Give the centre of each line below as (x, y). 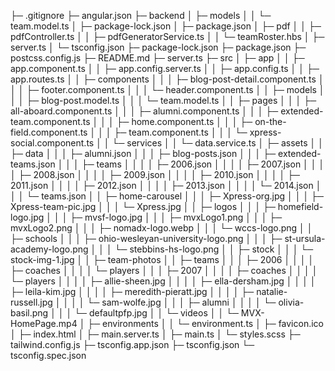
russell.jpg (31, 302)
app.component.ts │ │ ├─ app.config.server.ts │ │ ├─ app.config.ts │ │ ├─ (165, 68)
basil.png (29, 313)
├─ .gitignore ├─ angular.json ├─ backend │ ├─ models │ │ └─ (141, 15)
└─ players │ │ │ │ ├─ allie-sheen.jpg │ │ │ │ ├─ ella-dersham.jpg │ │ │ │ (163, 281)
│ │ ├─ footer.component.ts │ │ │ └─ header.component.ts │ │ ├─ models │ (167, 89)
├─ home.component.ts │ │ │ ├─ (184, 121)
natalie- (272, 291)
